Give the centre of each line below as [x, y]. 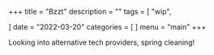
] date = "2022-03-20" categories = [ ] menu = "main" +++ [107, 27]
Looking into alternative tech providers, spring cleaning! [102, 42]
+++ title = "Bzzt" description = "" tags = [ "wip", [90, 12]
